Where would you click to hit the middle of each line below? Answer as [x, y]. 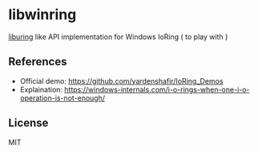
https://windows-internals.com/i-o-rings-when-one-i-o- [157, 89]
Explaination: [41, 89]
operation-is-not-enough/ [62, 98]
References [38, 62]
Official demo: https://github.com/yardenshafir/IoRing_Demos [121, 80]
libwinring [42, 15]
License [28, 123]
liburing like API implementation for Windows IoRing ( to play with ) [118, 37]
